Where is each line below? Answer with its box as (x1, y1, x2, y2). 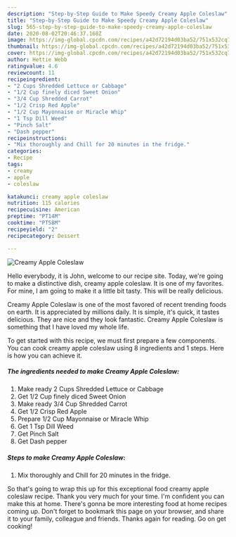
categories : (7, 148, 42, 155)
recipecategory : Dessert (7, 232, 80, 239)
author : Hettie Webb (7, 56, 68, 63)
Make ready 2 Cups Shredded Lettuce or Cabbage (17, 385, 164, 393)
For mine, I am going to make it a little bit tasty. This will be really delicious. (7, 286, 223, 295)
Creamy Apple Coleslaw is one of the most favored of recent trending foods (7, 300, 227, 308)
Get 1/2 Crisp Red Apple (17, 408, 87, 416)
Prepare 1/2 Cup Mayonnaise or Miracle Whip (17, 415, 149, 423)
